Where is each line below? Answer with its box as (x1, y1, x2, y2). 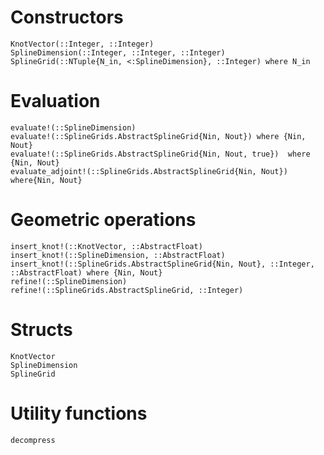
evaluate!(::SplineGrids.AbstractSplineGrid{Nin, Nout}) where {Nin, (10, 131, 307, 141)
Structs (10, 319, 73, 341)
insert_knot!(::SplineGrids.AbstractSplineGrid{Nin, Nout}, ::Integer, (10, 259, 315, 269)
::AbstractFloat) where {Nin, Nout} (10, 267, 163, 278)
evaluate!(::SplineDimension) (10, 122, 137, 133)
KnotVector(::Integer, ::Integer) (10, 39, 155, 49)
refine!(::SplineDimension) (10, 276, 128, 286)
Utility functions (10, 402, 148, 425)
